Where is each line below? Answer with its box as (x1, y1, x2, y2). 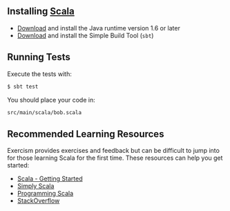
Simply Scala (17, 182, 55, 190)
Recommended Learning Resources (7, 128, 164, 140)
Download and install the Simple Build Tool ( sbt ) (17, 31, 154, 39)
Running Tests (7, 51, 70, 63)
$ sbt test (7, 83, 39, 90)
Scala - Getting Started (17, 174, 83, 183)
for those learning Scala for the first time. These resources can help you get (7, 154, 223, 162)
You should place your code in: (7, 95, 95, 104)
